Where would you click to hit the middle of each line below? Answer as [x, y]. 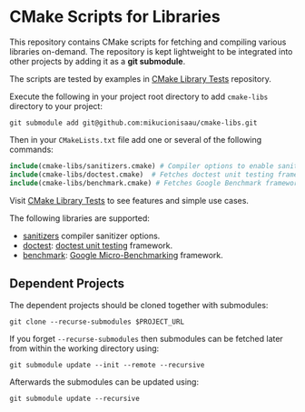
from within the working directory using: [84, 348]
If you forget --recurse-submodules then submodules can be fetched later [146, 339]
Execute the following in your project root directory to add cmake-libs [139, 96]
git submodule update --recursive [75, 399]
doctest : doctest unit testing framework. [98, 245]
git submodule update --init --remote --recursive [107, 366]
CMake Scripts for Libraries [115, 17]
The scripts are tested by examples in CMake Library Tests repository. [141, 78]
